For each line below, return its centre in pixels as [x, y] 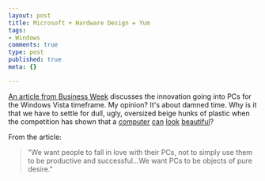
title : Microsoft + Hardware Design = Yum [79, 23]
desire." [40, 169]
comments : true [33, 45]
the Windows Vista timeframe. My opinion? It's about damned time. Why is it [132, 104]
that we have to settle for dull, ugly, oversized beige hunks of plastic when [129, 113]
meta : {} [23, 67]
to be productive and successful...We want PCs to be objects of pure [140, 160]
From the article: [35, 137]
